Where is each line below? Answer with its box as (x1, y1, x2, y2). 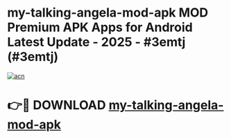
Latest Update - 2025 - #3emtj (7, 35, 186, 50)
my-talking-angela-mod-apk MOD (7, 5, 209, 21)
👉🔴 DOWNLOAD (7, 98, 106, 113)
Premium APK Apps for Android (7, 19, 193, 35)
